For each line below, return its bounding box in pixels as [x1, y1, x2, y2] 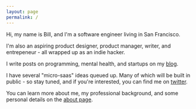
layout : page [6, 8, 39, 15]
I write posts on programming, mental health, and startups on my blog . [6, 60, 179, 67]
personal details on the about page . [6, 96, 93, 103]
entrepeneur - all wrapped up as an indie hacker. [6, 48, 126, 55]
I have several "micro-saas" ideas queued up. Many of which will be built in [6, 71, 191, 79]
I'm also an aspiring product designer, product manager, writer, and [6, 42, 171, 49]
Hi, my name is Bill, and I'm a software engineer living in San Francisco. [6, 30, 181, 38]
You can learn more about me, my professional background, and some [6, 89, 179, 96]
